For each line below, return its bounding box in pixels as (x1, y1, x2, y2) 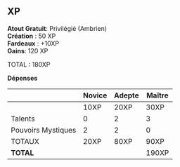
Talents (11, 114, 35, 123)
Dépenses (7, 74, 38, 82)
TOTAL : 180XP (7, 60, 51, 69)
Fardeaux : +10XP (7, 39, 60, 48)
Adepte (113, 91, 139, 100)
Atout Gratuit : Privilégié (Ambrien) (7, 24, 108, 32)
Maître (146, 91, 169, 100)
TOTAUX (11, 136, 40, 146)
